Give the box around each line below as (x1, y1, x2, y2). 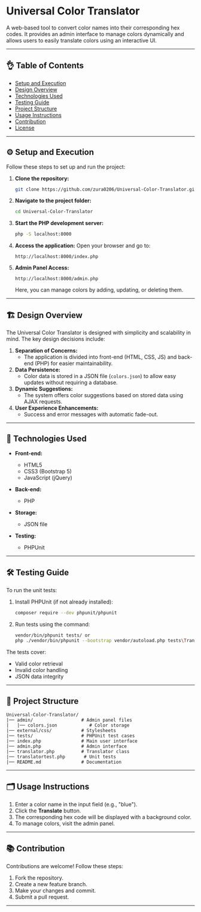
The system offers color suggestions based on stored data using (23, 392, 184, 398)
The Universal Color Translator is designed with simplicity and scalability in (6, 329, 191, 336)
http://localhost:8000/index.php (14, 254, 99, 260)
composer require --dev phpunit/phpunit (14, 610, 117, 616)
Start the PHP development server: (14, 220, 103, 227)
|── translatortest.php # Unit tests (6, 754, 117, 760)
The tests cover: (6, 649, 47, 656)
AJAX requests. (23, 398, 63, 405)
